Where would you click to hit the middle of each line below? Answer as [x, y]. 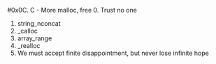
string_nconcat [39, 23]
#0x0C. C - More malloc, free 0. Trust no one [72, 10]
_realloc [29, 46]
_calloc [28, 31]
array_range [35, 38]
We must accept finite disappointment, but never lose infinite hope [113, 53]
